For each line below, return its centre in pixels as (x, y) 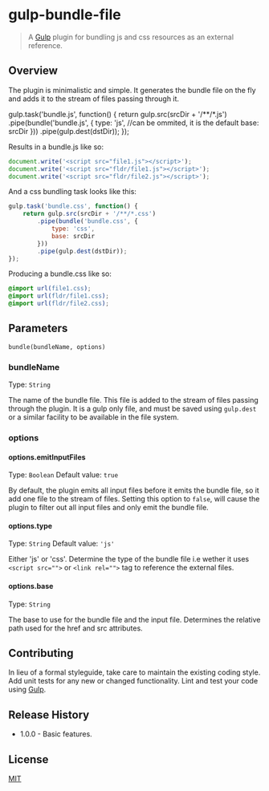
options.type (31, 525)
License (29, 759)
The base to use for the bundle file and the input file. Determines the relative (134, 619)
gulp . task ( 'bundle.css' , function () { (73, 206)
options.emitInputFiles (47, 457)
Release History (49, 714)
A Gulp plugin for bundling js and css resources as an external (131, 37)
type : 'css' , (73, 229)
